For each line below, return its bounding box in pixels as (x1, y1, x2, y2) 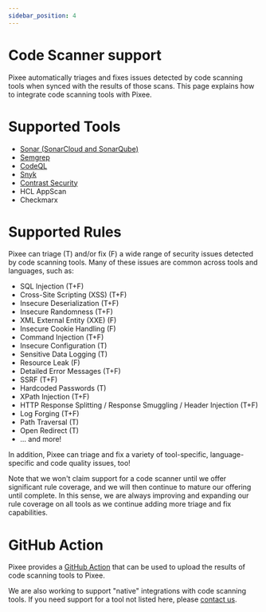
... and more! (19, 435, 62, 444)
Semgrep (19, 153, 50, 162)
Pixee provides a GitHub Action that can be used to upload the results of (8, 562, 245, 572)
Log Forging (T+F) (19, 409, 80, 419)
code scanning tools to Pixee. (8, 570, 105, 580)
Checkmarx (19, 195, 58, 205)
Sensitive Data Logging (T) (19, 349, 108, 360)
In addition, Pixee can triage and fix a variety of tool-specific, (8, 450, 209, 459)
